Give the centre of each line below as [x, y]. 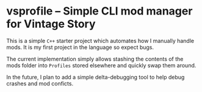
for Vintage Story [51, 24]
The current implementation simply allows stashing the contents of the [95, 59]
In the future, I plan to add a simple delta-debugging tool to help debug [96, 77]
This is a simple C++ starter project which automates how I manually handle [100, 41]
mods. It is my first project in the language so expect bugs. [80, 47]
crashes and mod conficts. [40, 84]
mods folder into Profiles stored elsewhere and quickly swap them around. [101, 65]
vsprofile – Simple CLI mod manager [99, 11]
